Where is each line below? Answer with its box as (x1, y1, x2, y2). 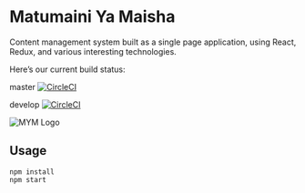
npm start (9, 175, 47, 184)
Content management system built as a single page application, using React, (9, 36, 297, 47)
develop (9, 98, 40, 110)
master (9, 81, 36, 92)
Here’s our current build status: (9, 64, 126, 75)
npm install (9, 167, 55, 177)
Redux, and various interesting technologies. (9, 46, 178, 56)
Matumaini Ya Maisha (9, 6, 176, 27)
